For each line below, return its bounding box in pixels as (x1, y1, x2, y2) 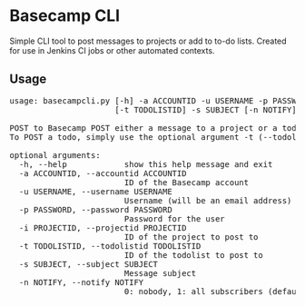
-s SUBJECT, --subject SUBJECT (18, 259, 159, 269)
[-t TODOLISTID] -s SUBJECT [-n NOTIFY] (114, 104, 297, 114)
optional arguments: (9, 150, 102, 160)
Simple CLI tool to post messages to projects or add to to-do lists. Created (9, 35, 288, 46)
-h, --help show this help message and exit (18, 159, 273, 169)
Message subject (123, 268, 197, 278)
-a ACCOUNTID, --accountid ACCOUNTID (18, 168, 187, 178)
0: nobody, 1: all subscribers (123, 286, 263, 296)
